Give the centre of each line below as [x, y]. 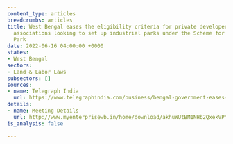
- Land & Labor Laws [37, 72]
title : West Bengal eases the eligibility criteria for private [102, 26]
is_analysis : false [35, 123]
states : [18, 53]
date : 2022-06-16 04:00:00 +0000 [55, 46]
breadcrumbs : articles [40, 20]
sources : [20, 85]
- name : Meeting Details [43, 111]
